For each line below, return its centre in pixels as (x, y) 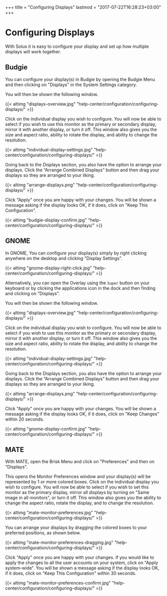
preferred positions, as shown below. (43, 533)
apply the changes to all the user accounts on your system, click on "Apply (82, 563)
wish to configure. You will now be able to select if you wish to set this (77, 487)
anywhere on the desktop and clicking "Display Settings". (64, 258)
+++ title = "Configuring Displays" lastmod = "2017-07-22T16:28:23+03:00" (83, 7)
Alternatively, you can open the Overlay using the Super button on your (78, 283)
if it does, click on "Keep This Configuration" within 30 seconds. (71, 573)
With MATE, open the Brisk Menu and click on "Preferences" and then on (80, 462)
